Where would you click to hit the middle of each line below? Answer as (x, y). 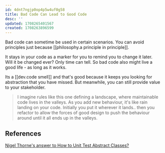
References (23, 134)
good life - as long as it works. (36, 68)
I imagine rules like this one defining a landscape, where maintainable (88, 97)
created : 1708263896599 (30, 28)
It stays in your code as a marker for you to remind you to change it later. (79, 57)
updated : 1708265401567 (30, 23)
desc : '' (14, 19)
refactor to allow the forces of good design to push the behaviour (83, 113)
